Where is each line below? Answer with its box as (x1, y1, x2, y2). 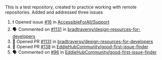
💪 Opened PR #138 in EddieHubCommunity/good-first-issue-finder (12, 44, 149, 49)
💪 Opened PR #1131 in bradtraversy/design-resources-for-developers (12, 39, 153, 44)
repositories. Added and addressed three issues (5, 9, 103, 15)
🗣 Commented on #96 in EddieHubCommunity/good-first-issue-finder (12, 49, 157, 55)
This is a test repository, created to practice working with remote (5, 4, 137, 10)
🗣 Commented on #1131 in (12, 26, 67, 32)
